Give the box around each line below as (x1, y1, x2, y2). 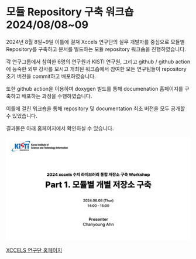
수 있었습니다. (6, 112, 38, 119)
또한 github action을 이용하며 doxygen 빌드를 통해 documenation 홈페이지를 (6, 85, 183, 92)
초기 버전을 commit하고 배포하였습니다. (6, 73, 97, 80)
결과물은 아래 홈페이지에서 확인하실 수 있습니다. (6, 124, 114, 132)
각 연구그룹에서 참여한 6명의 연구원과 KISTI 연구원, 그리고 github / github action (6, 58, 191, 65)
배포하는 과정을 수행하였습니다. (21, 92, 92, 100)
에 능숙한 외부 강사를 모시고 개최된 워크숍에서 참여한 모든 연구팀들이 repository (6, 65, 187, 72)
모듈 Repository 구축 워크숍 (6, 5, 134, 19)
